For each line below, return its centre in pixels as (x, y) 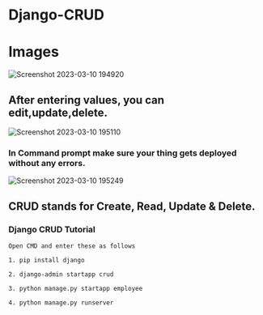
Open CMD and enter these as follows (72, 246)
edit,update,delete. (58, 112)
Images (34, 52)
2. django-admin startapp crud (61, 274)
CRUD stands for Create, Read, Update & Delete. (132, 206)
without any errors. (47, 163)
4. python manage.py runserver (61, 302)
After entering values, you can (86, 100)
